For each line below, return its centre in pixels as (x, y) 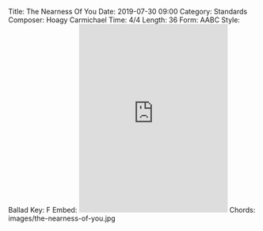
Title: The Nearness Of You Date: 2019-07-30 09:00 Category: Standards (128, 12)
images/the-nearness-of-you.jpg (62, 218)
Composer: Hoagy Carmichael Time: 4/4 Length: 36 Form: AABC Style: (124, 20)
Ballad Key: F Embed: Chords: (132, 210)
